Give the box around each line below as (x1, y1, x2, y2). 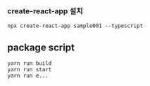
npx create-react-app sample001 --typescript (7, 22, 143, 29)
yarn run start (7, 66, 52, 73)
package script (7, 41, 75, 53)
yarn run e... (7, 72, 49, 80)
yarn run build (7, 60, 52, 67)
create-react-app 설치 (7, 6, 83, 15)
